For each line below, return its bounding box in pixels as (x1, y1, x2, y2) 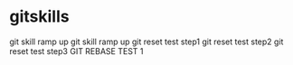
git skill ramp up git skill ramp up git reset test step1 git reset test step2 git (9, 36, 284, 47)
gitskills (9, 6, 70, 27)
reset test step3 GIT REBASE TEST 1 (9, 45, 144, 56)
